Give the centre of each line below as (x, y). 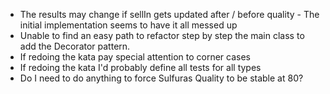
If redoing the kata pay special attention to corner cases (135, 57)
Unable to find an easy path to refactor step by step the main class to (162, 35)
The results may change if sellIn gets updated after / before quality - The (169, 14)
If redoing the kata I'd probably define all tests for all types (140, 67)
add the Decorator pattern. (75, 46)
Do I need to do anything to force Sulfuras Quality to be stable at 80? (161, 78)
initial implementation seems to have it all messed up (128, 25)
